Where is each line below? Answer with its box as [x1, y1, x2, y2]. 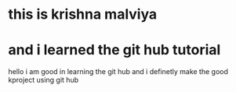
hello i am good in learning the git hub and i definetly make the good [8, 67, 229, 76]
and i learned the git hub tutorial [8, 41, 221, 59]
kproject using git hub [8, 76, 79, 85]
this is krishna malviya [8, 5, 158, 23]
